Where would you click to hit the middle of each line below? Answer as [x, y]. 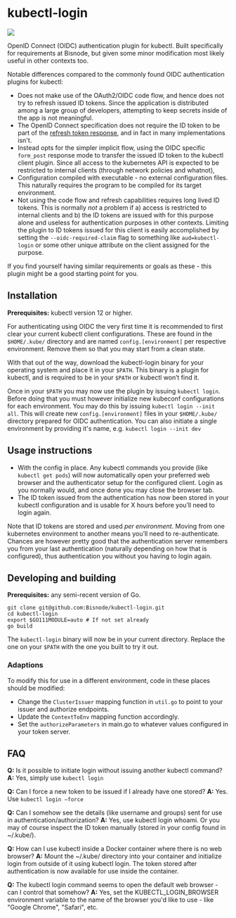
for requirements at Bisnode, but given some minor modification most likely [116, 53]
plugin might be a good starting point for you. [73, 273]
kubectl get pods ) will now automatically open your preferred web [114, 475]
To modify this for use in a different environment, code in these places [109, 680]
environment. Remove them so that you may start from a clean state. [106, 348]
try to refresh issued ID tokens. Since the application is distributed [113, 103]
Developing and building [62, 578]
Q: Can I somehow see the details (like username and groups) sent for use [115, 813]
